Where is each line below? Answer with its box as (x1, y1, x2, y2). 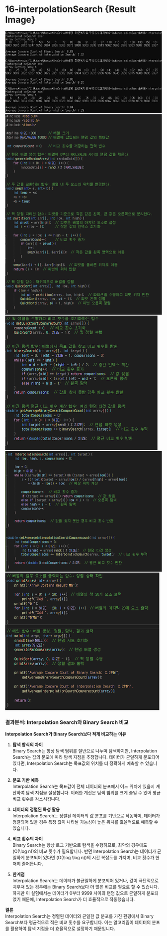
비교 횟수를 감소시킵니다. (12, 796, 61, 802)
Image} (5, 14, 36, 25)
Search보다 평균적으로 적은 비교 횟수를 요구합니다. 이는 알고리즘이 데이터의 (5, 920, 151, 926)
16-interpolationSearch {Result (5, 3, 136, 15)
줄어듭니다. (21, 861, 43, 867)
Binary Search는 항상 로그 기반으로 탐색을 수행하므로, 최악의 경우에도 (12, 842, 148, 848)
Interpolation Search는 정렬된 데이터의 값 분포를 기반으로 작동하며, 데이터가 (12, 813, 160, 819)
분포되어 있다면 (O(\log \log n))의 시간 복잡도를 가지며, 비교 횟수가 (25, 855, 155, 861)
